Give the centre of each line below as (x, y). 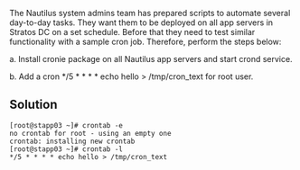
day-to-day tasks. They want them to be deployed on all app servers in (141, 22)
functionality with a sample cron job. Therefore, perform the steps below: (145, 41)
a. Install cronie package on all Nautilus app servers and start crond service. (151, 59)
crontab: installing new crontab (72, 141)
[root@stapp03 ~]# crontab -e (66, 125)
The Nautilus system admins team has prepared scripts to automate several (150, 13)
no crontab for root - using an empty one (90, 133)
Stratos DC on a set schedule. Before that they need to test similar (132, 32)
